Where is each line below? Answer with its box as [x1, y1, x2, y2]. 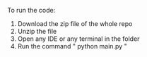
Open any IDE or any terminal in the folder [17, 34, 140, 43]
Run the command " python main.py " [17, 42, 127, 50]
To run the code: [7, 6, 56, 14]
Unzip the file [17, 27, 57, 35]
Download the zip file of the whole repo [17, 20, 133, 27]
